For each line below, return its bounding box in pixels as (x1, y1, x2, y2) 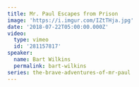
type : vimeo (13, 36, 49, 43)
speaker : (7, 50, 33, 57)
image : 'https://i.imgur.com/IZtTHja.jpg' (7, 17, 134, 24)
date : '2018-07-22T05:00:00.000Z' (7, 23, 109, 30)
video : (7, 29, 27, 37)
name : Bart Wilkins (13, 56, 71, 63)
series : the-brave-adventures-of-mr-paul (7, 69, 131, 76)
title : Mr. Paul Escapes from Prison (7, 10, 119, 18)
